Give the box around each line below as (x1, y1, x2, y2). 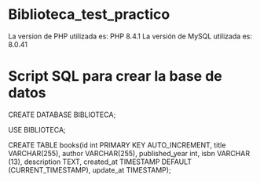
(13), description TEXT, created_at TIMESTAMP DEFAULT (8, 157, 192, 166)
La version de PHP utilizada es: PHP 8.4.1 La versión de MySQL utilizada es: (8, 31, 253, 41)
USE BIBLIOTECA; (8, 125, 67, 134)
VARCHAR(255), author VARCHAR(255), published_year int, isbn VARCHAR (8, 148, 250, 158)
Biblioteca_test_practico (8, 5, 170, 24)
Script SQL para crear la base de (8, 67, 222, 86)
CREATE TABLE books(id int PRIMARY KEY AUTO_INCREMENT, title (8, 140, 226, 150)
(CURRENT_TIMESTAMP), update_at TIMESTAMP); (8, 165, 171, 174)
